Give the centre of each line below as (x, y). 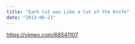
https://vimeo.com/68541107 (42, 34)
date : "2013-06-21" (31, 17)
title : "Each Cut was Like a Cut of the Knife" (68, 12)
